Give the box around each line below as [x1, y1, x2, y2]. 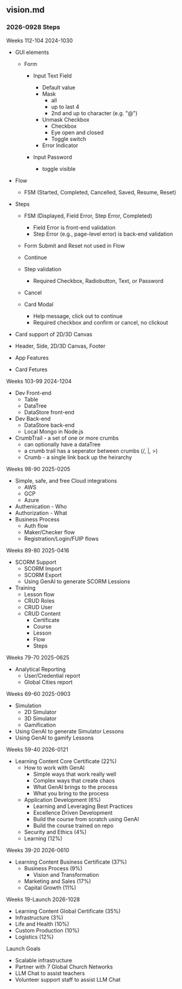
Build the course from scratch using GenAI [33, 815, 139, 822]
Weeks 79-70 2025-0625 [6, 653, 70, 661]
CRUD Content [24, 610, 61, 617]
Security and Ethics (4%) [24, 828, 87, 835]
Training [15, 584, 36, 591]
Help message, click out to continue [33, 312, 123, 320]
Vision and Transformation [33, 871, 99, 878]
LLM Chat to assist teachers [15, 969, 85, 977]
